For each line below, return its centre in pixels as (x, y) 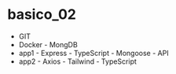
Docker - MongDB (48, 44)
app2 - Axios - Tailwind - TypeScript (77, 61)
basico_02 (42, 15)
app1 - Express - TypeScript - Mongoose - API (94, 53)
